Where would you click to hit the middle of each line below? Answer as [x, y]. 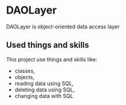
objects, [25, 77]
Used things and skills [48, 45]
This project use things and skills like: [52, 59]
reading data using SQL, [44, 83]
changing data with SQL [44, 96]
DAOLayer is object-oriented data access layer [63, 27]
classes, [25, 71]
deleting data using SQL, [45, 90]
